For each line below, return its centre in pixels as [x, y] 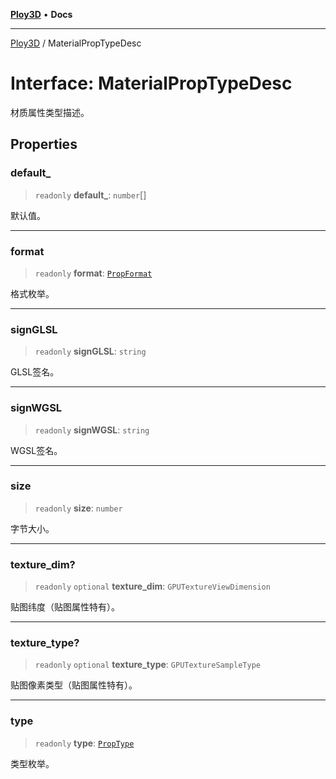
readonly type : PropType [84, 743]
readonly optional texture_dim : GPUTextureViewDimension [152, 586]
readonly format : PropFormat [93, 273]
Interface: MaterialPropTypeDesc [151, 83]
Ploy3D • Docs [41, 14]
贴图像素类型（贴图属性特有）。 [74, 685]
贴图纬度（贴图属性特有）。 [65, 607]
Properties [44, 144]
